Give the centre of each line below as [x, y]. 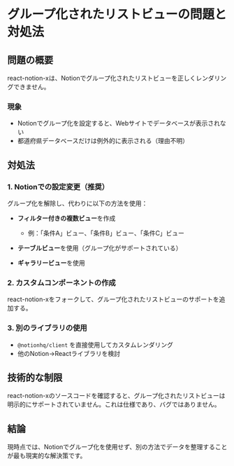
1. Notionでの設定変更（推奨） [58, 186]
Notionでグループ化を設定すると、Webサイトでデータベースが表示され [119, 123]
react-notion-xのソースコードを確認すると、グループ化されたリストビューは [116, 396]
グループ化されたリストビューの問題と [117, 14]
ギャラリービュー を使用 [51, 263]
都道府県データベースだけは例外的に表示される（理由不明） [103, 141]
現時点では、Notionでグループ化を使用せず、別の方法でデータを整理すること [117, 447]
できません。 [31, 87]
